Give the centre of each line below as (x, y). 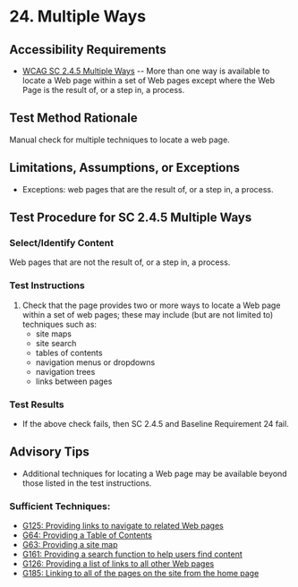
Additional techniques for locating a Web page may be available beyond (155, 473)
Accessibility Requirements (88, 50)
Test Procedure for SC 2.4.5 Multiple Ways (131, 218)
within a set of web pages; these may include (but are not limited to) (148, 314)
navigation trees (65, 371)
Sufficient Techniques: (60, 506)
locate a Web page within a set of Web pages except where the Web (149, 81)
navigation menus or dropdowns (95, 362)
